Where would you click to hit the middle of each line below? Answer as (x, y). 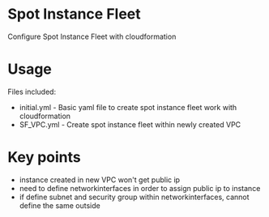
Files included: (32, 91)
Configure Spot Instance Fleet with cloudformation (92, 36)
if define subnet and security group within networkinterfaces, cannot (134, 197)
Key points (45, 157)
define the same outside (60, 205)
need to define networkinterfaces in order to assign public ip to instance (140, 188)
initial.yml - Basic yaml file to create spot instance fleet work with (128, 107)
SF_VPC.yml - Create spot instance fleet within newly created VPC (130, 124)
